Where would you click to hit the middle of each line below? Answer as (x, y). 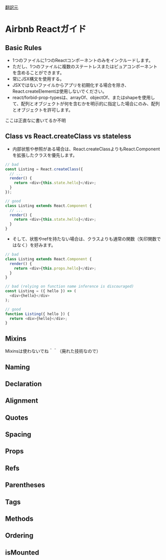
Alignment (22, 401)
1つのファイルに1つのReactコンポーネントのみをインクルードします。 (83, 60)
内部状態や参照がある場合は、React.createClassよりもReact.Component (86, 149)
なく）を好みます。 (36, 245)
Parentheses (25, 485)
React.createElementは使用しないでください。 (59, 91)
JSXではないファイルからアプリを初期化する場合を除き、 (71, 85)
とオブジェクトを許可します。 (43, 110)
